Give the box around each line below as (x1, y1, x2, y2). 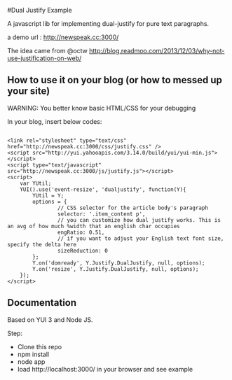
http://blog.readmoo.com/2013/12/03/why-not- (88, 47, 225, 55)
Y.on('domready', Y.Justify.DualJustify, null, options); (32, 259, 205, 267)
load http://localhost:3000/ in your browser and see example (17, 365, 193, 373)
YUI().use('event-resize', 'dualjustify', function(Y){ (20, 185, 187, 193)
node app (17, 357, 46, 366)
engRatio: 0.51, (57, 229, 105, 236)
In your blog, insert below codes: (7, 117, 102, 125)
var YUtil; (20, 180, 52, 187)
